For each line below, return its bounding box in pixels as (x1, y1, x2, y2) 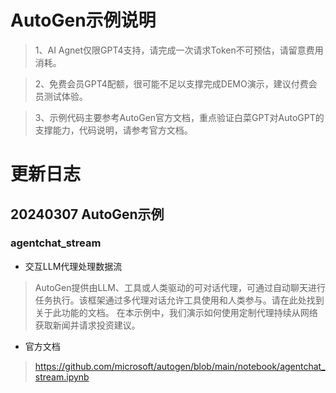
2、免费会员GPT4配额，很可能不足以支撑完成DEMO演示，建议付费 (34, 77, 309, 90)
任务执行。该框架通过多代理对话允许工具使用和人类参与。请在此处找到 (34, 294, 325, 306)
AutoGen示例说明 (10, 9, 157, 32)
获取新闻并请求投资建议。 (34, 319, 141, 331)
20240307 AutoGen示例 (10, 206, 165, 223)
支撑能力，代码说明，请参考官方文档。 (34, 124, 193, 136)
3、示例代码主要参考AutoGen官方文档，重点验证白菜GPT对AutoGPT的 (34, 111, 325, 123)
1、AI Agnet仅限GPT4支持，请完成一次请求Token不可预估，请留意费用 (34, 44, 324, 56)
